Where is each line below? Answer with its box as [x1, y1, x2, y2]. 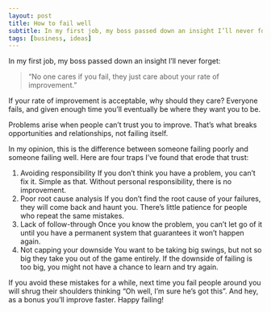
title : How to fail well [8, 19, 92, 27]
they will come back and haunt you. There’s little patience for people [19, 203, 248, 212]
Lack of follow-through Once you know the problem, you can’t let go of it [19, 220, 263, 229]
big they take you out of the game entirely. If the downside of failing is [19, 254, 252, 264]
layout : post [8, 11, 52, 20]
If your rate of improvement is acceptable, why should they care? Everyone [8, 96, 258, 105]
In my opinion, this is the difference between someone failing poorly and [8, 144, 248, 154]
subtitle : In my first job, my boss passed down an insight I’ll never [8, 27, 254, 35]
